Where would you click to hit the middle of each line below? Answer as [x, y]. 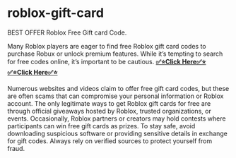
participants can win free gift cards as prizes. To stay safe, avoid [101, 126]
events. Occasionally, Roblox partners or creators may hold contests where [117, 119]
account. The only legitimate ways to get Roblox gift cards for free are [109, 103]
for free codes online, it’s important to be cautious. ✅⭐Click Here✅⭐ [107, 61]
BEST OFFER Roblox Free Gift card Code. [67, 32]
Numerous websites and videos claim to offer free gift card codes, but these [118, 88]
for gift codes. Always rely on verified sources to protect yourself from [110, 141]
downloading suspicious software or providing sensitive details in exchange [118, 133]
